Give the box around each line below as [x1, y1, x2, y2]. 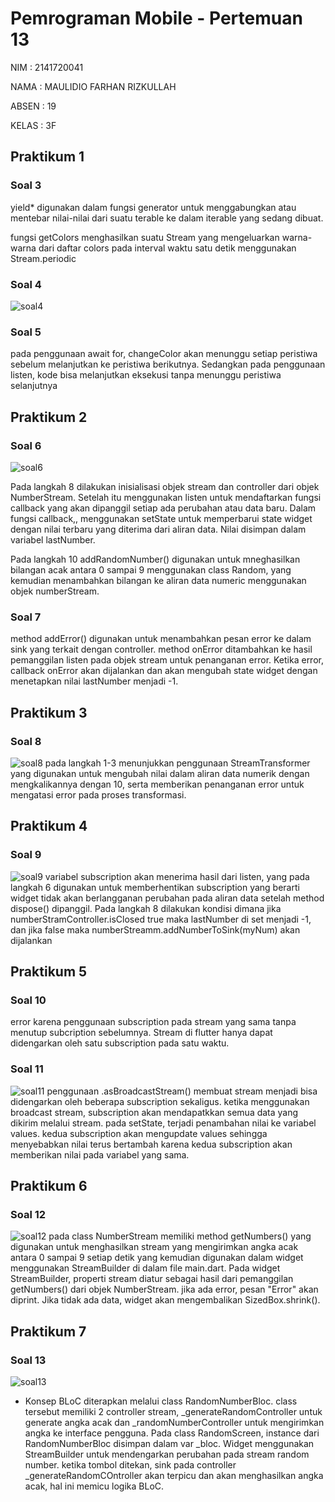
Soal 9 [10, 848, 42, 862]
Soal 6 [10, 438, 42, 452]
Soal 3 [10, 178, 42, 192]
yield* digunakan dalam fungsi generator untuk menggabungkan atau [10, 201, 297, 213]
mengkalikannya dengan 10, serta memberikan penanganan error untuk [10, 778, 305, 790]
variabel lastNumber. [10, 533, 96, 546]
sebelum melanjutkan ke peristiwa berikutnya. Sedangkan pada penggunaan [10, 358, 326, 371]
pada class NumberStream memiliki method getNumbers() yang [48, 1230, 312, 1242]
